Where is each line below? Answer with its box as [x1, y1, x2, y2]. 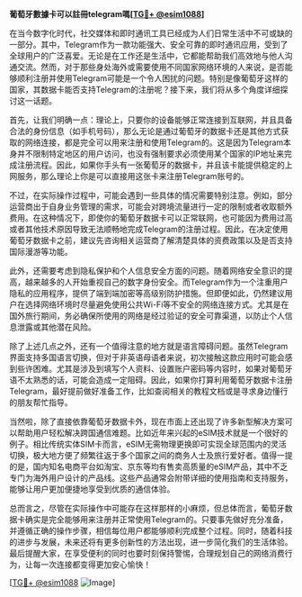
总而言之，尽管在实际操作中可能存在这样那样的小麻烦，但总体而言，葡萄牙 [9, 503, 285, 513]
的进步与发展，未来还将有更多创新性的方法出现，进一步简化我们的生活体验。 [9, 537, 293, 547]
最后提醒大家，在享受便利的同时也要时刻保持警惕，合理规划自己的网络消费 [9, 548, 285, 558]
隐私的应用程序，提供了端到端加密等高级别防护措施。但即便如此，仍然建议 [9, 288, 285, 298]
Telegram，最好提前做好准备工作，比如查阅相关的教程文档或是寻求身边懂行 [9, 386, 289, 396]
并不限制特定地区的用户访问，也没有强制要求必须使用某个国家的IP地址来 [16, 149, 285, 158]
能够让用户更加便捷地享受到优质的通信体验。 [9, 484, 175, 494]
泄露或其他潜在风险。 [16, 321, 96, 332]
